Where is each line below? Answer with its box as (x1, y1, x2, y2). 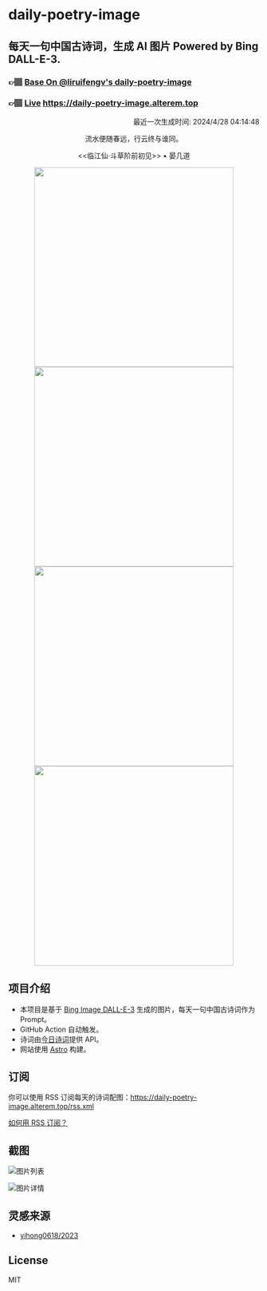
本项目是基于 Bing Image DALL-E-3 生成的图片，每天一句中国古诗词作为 (19, 1004, 256, 1014)
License (8, 1253, 49, 1267)
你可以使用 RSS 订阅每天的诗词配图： (8, 1092, 131, 1103)
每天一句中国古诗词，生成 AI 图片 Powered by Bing (8, 39, 259, 53)
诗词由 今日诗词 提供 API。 (19, 1034, 104, 1043)
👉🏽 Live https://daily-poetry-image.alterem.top (8, 97, 198, 109)
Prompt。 (19, 1014, 52, 1024)
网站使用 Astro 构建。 (19, 1044, 91, 1054)
